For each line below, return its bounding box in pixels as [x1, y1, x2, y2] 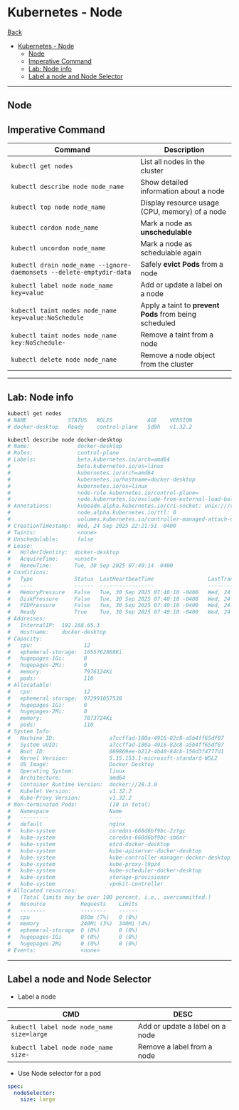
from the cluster [140, 360, 194, 370]
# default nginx [7, 821, 126, 828]
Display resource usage [140, 198, 219, 208]
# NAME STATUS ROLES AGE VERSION [7, 417, 193, 424]
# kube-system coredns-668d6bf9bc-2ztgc [7, 828, 186, 835]
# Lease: [7, 542, 33, 549]
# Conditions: [7, 569, 50, 576]
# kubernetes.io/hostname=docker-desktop [7, 476, 196, 483]
